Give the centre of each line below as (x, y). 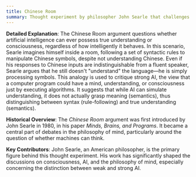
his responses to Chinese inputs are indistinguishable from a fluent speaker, (97, 64)
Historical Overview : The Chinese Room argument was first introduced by (96, 119)
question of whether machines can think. (55, 138)
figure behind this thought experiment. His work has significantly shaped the (98, 155)
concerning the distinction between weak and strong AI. (74, 168)
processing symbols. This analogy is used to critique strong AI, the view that (98, 77)
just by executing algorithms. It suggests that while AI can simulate (86, 89)
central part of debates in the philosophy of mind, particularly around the (94, 131)
